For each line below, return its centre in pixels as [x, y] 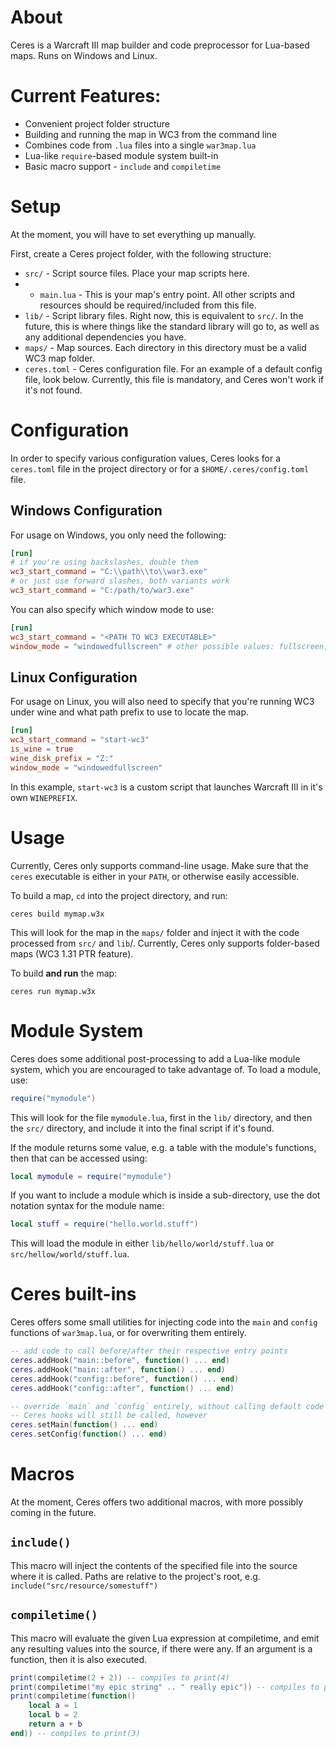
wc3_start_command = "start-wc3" [80, 740]
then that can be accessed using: [79, 1158]
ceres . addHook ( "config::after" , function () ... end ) [122, 1388]
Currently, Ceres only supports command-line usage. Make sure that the [159, 865]
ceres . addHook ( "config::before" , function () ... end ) [125, 1379]
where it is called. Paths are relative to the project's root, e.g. [135, 1576]
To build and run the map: [64, 973]
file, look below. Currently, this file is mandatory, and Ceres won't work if [174, 379]
